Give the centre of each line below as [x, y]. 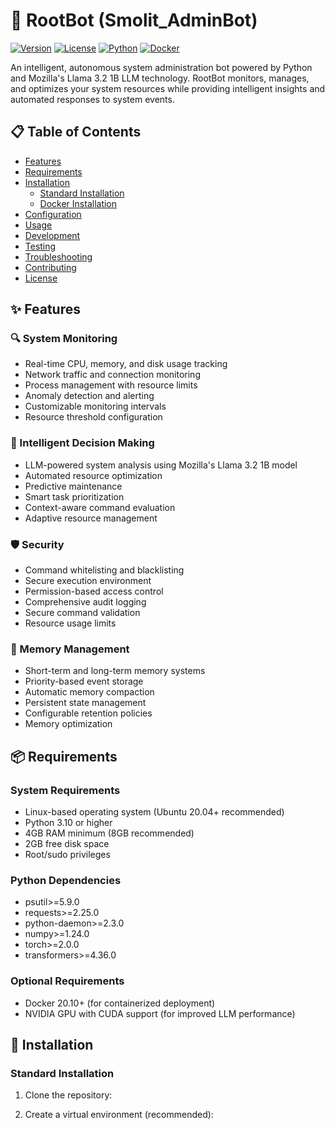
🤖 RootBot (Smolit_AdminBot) [134, 20]
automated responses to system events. [92, 99]
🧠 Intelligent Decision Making [82, 443]
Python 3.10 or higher [68, 823]
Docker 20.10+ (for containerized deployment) [120, 1003]
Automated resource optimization [93, 475]
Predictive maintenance [73, 486]
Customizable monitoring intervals [95, 406]
